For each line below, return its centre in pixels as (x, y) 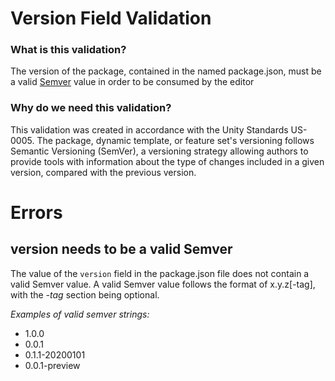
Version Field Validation (111, 18)
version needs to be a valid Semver (121, 249)
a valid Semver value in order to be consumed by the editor (132, 82)
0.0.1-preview (52, 365)
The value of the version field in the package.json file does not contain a (160, 273)
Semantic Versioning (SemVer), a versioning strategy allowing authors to (159, 151)
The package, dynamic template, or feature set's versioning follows (175, 140)
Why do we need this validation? (91, 108)
